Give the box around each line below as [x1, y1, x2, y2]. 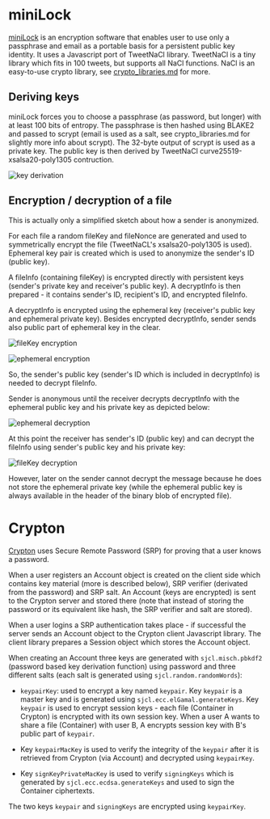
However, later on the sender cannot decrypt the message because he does [8, 473, 262, 483]
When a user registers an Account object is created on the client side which [8, 570, 261, 580]
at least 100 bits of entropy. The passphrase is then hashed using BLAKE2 [8, 120, 255, 130]
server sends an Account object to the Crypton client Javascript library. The [8, 628, 261, 638]
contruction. [74, 154, 115, 164]
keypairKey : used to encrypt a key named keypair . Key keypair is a [19, 686, 243, 695]
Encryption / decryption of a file [8, 194, 172, 208]
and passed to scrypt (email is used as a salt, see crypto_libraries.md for [8, 129, 251, 138]
